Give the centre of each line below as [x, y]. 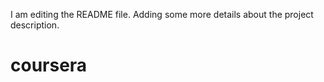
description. [35, 25]
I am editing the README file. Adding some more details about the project [162, 14]
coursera [49, 65]
